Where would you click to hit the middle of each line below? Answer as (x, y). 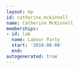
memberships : (22, 28)
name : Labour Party (36, 40)
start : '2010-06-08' (37, 46)
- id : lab (19, 34)
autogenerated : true (32, 56)
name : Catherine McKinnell (40, 23)
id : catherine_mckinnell (37, 17)
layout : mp (20, 12)
